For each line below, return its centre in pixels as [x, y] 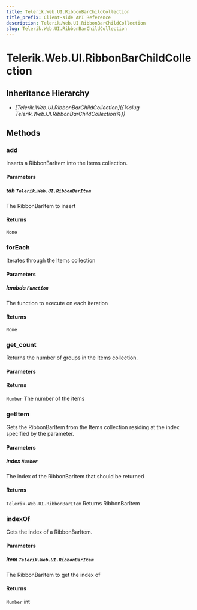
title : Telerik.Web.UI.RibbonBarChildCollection [68, 12]
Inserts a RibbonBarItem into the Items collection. [67, 163]
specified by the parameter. [40, 434]
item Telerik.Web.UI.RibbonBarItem [50, 560]
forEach [18, 247]
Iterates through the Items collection [51, 260]
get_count [21, 344]
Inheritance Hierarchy [48, 93]
